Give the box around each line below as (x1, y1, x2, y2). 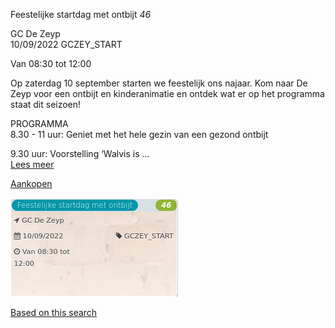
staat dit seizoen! (10, 99, 82, 110)
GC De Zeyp (10, 28, 61, 39)
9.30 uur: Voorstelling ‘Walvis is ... (10, 148, 150, 159)
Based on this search (10, 307, 98, 318)
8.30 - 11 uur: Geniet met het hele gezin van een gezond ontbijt (10, 129, 269, 140)
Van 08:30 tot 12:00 (10, 58, 92, 69)
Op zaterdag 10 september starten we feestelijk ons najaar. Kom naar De (10, 77, 308, 89)
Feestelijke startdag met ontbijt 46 (10, 9, 152, 20)
